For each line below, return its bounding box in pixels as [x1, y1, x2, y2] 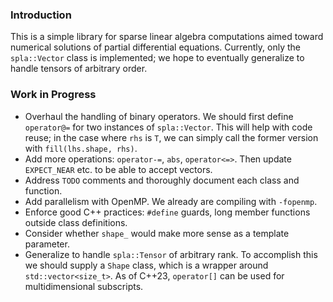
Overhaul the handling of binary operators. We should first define [24, 110, 294, 122]
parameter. [24, 238, 70, 250]
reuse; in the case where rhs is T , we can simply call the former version [24, 131, 319, 143]
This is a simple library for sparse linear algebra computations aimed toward [10, 31, 324, 43]
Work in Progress [10, 88, 97, 102]
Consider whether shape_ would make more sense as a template [24, 227, 290, 239]
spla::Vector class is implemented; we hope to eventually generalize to [10, 52, 305, 64]
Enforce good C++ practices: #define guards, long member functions [24, 206, 311, 218]
